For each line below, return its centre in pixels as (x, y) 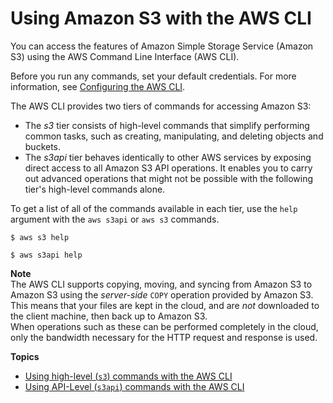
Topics (25, 356)
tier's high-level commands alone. (95, 189)
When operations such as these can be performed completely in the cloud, (164, 326)
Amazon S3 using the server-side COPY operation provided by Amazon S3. (162, 294)
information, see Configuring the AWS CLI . (98, 86)
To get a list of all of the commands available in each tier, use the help (154, 208)
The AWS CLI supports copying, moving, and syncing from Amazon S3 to (161, 284)
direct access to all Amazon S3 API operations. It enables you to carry (168, 168)
